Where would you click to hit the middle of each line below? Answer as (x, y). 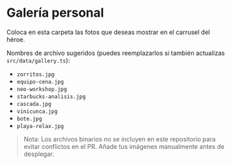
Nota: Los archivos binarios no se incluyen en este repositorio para (119, 139)
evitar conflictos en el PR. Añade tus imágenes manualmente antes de (124, 146)
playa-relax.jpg (40, 126)
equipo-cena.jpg (40, 81)
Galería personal (55, 13)
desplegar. (39, 154)
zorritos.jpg (36, 74)
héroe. (16, 39)
